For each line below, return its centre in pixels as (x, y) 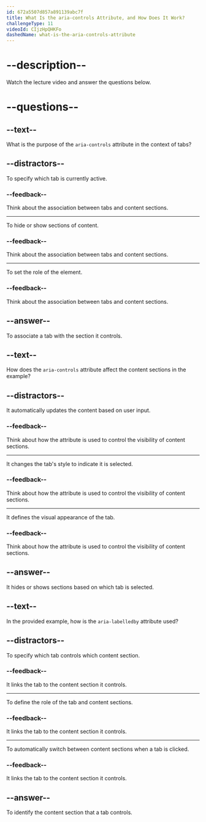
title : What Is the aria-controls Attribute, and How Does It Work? (96, 18)
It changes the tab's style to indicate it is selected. (70, 463)
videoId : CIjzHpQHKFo (34, 29)
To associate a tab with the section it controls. (64, 336)
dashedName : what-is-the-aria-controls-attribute (71, 35)
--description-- (47, 65)
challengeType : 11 (30, 23)
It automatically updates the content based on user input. (78, 410)
